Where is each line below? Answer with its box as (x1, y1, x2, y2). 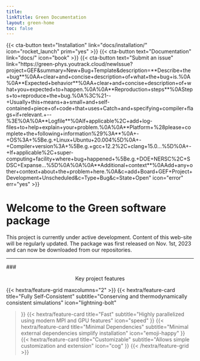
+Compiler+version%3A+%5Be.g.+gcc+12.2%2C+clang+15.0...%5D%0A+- (6, 143, 192, 150)
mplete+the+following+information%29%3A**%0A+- (6, 130, 139, 137)
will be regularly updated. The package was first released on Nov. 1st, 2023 (6, 240, 192, 247)
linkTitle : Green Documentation (6, 14, 86, 20)
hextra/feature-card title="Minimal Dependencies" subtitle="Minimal (20, 324, 189, 331)
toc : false (6, 25, 33, 32)
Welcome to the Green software (6, 202, 167, 215)
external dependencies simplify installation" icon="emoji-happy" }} (20, 329, 186, 337)
